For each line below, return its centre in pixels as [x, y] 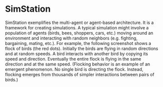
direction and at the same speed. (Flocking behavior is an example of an [78, 64]
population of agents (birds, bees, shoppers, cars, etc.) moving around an [79, 33]
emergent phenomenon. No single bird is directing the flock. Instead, [74, 69]
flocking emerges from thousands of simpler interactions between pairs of [80, 74]
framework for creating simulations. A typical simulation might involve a [77, 27]
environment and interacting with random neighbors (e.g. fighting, [71, 38]
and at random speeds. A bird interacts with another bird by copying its [77, 54]
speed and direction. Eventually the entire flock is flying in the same [73, 59]
